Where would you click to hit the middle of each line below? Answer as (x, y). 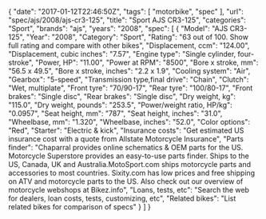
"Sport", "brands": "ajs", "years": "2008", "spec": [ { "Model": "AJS (118, 28)
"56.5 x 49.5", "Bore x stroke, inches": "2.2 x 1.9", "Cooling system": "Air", (129, 71)
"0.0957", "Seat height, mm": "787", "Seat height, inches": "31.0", (115, 113)
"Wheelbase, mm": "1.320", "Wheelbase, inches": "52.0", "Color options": (129, 122)
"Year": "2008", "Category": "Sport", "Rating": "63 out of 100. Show (137, 37)
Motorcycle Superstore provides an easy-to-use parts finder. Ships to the (129, 156)
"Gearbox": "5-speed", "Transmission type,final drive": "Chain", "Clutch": (129, 80)
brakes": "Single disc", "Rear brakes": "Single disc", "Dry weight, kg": (122, 96)
